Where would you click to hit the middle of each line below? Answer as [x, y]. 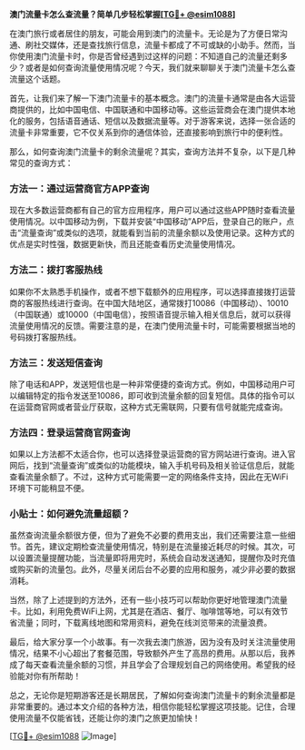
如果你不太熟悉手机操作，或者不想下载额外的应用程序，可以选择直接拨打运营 [152, 291]
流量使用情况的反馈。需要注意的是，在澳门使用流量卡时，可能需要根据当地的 [152, 325]
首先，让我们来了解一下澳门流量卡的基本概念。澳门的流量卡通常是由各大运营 [152, 98]
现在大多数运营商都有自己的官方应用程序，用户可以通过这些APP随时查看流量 [152, 210]
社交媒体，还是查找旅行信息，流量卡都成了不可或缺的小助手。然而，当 [164, 45]
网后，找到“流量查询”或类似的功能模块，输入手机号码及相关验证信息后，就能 [152, 466]
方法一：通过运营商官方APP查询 [79, 188]
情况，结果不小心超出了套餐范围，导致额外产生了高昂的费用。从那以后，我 [148, 654]
